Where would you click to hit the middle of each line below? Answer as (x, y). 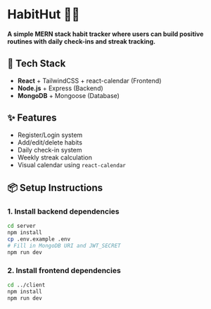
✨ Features (32, 118)
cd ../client (26, 285)
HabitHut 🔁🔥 (44, 14)
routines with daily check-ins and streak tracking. (82, 41)
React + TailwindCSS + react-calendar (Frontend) (89, 80)
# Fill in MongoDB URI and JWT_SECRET (64, 246)
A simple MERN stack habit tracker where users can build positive (105, 34)
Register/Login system (50, 135)
